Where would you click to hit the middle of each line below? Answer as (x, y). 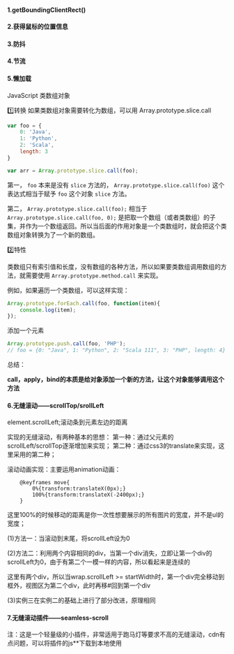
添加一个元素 (25, 330)
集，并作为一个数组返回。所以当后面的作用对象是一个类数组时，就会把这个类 (117, 226)
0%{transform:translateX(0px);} (79, 489)
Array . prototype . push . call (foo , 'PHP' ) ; (67, 344)
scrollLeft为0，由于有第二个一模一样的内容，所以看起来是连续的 (99, 562)
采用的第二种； (34, 455)
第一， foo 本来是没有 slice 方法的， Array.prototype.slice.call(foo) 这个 (116, 184)
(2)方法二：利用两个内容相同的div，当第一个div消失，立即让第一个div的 (110, 553)
